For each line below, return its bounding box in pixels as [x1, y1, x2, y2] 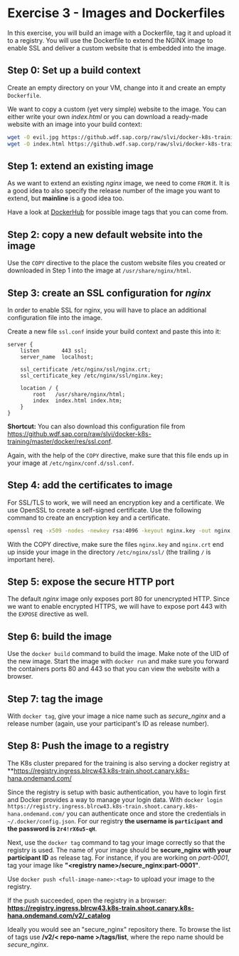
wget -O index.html [7, 140, 65, 148]
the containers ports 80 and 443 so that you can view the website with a [7, 664, 221, 673]
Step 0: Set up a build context [7, 64, 141, 76]
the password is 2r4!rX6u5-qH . [7, 824, 97, 833]
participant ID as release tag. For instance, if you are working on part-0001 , [7, 853, 230, 862]
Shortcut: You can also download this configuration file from [7, 422, 186, 431]
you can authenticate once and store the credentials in [66, 809, 226, 818]
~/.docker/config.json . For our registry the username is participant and [7, 816, 223, 825]
